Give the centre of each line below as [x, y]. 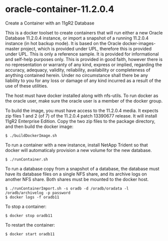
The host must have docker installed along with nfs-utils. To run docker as [82, 95]
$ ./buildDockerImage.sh [31, 135]
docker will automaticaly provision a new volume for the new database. [78, 150]
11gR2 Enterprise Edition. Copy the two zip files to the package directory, [80, 121]
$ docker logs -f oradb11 [32, 197]
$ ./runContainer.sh [27, 159]
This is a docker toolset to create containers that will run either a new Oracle [84, 32]
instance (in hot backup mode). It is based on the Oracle [63, 43]
